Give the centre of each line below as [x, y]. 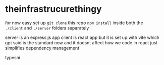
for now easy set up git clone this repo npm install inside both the [74, 23]
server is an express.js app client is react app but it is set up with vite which [82, 37]
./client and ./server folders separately [47, 28]
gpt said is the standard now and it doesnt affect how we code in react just [81, 42]
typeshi [13, 57]
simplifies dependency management [42, 48]
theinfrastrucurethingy [54, 9]
